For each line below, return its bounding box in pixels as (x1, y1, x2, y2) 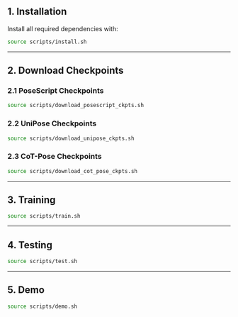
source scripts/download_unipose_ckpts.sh (7, 135, 135, 142)
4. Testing (7, 239, 53, 251)
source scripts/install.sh (7, 38, 87, 45)
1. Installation (7, 6, 67, 18)
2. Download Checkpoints (7, 65, 124, 77)
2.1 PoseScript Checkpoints (7, 86, 104, 95)
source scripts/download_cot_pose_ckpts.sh (7, 167, 138, 174)
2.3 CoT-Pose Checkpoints (7, 152, 102, 162)
